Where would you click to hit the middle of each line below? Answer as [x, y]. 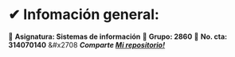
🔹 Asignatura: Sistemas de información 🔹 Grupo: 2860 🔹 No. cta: [118, 36]
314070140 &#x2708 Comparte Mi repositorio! [87, 44]
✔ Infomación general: [84, 15]
